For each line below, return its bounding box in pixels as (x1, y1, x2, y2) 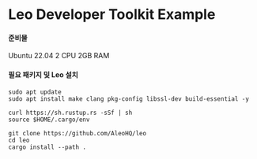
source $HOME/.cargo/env (8, 116, 90, 124)
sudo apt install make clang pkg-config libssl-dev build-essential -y (8, 94, 249, 103)
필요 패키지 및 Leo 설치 (8, 69, 79, 79)
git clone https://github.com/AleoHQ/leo (8, 129, 147, 137)
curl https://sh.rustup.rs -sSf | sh (8, 109, 133, 116)
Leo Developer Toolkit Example (8, 6, 216, 24)
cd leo (8, 136, 30, 144)
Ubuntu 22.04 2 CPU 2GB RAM (8, 51, 110, 61)
